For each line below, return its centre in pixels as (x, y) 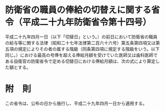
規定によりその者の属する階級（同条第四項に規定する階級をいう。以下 (89, 49)
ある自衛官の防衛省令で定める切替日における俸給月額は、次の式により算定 (80, 61)
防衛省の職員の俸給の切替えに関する (78, 10)
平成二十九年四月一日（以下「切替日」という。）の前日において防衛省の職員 (81, 37)
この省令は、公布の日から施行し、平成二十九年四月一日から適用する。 (76, 103)
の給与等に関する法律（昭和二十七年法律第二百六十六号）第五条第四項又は (80, 43)
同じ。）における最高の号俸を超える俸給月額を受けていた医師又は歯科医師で (82, 55)
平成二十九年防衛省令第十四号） (87, 22)
